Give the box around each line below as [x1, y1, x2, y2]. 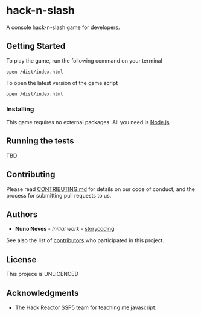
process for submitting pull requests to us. [6, 192, 112, 199]
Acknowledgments [6, 287, 80, 298]
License [6, 254, 37, 265]
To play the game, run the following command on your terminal [6, 57, 162, 64]
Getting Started [6, 41, 66, 51]
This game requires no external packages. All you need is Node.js [6, 119, 170, 126]
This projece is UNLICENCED [6, 271, 78, 278]
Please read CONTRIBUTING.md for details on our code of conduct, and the [6, 185, 195, 193]
